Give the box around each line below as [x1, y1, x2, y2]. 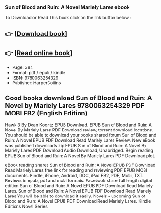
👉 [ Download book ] [5, 30, 68, 38]
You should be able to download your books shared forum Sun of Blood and [5, 132, 157, 138]
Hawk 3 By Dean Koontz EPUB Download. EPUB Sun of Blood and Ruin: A [5, 122, 152, 128]
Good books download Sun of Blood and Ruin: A [5, 94, 152, 102]
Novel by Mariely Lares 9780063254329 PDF [5, 101, 145, 110]
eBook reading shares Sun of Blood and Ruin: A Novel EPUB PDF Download [5, 162, 156, 168]
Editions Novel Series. [5, 203, 49, 210]
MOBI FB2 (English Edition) [5, 109, 88, 117]
